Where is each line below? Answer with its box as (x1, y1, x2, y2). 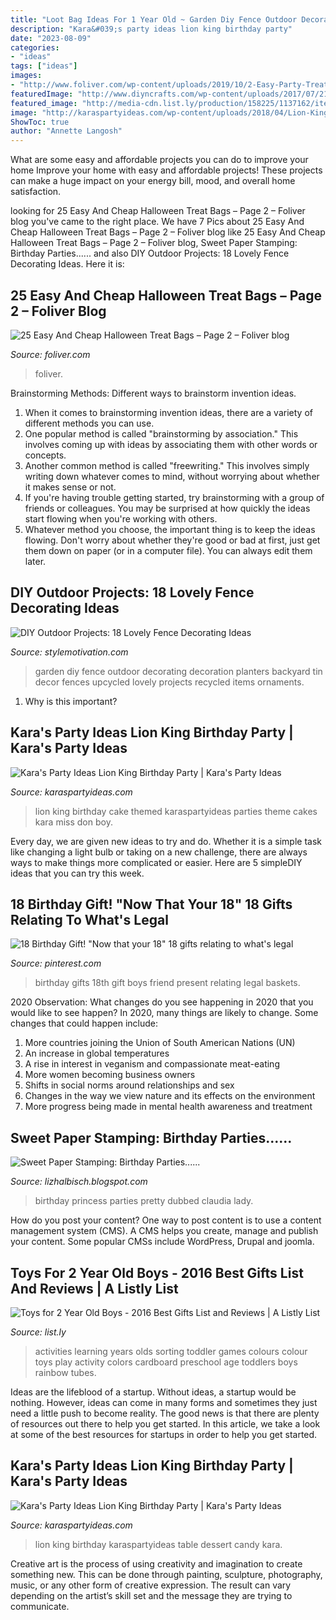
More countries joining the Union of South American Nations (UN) (24, 1037, 296, 1049)
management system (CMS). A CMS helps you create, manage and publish (10, 1225, 319, 1237)
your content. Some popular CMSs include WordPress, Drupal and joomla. (10, 1236, 315, 1248)
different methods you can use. (24, 417, 155, 429)
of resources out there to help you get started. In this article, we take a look (10, 1418, 321, 1430)
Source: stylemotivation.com (10, 646, 129, 658)
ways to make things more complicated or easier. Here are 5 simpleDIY (10, 856, 303, 868)
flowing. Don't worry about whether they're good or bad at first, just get (24, 534, 321, 546)
